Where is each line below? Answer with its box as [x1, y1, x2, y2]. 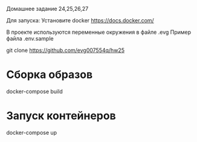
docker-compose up [6, 129, 57, 136]
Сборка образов [6, 68, 93, 82]
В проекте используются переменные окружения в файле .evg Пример [6, 28, 192, 36]
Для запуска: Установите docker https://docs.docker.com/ [6, 17, 154, 24]
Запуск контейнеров [6, 109, 116, 123]
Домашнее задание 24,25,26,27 [6, 5, 89, 12]
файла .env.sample [6, 35, 54, 42]
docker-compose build [6, 88, 63, 95]
